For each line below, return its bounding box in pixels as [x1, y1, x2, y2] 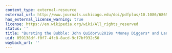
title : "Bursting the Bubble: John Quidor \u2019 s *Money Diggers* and [5, 31, 159, 36]
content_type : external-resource [5, 7, 77, 13]
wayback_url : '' [5, 40, 40, 45]
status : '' [5, 26, 29, 31]
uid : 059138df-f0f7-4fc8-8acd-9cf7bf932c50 [5, 36, 100, 41]
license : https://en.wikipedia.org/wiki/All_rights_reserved [5, 21, 139, 27]
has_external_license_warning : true [5, 17, 83, 22]
